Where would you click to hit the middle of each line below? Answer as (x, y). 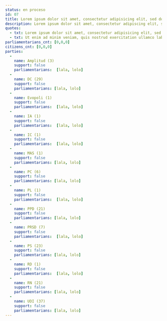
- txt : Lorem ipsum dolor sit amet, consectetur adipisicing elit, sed (85, 33)
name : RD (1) (28, 264)
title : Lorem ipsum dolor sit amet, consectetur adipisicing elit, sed (81, 19)
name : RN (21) (29, 283)
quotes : (13, 28)
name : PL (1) (28, 190)
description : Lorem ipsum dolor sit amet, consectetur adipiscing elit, (82, 24)
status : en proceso (25, 10)
